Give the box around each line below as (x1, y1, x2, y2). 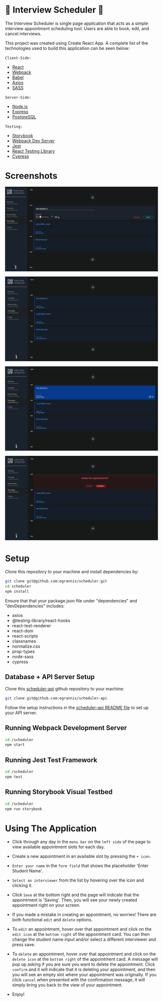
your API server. (5, 710, 37, 716)
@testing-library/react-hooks (12, 618, 70, 623)
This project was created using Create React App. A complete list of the (5, 40, 148, 46)
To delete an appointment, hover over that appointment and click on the (12, 951, 156, 957)
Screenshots (5, 170, 58, 182)
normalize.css (12, 643, 40, 649)
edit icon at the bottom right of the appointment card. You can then (12, 932, 150, 937)
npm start (5, 742, 25, 747)
